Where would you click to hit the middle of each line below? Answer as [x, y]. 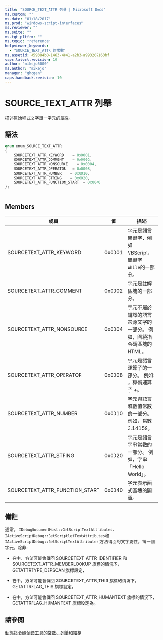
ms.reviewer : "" [21, 28]
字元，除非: [16, 547]
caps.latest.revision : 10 [31, 60]
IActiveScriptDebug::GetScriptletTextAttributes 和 [57, 535]
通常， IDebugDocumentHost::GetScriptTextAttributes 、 [61, 529]
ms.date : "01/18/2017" [28, 19]
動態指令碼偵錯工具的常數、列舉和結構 [43, 633]
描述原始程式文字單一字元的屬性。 [39, 118]
